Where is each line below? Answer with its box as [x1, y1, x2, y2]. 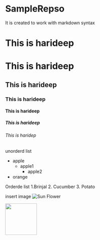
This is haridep [5, 132, 36, 139]
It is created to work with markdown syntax [5, 20, 95, 26]
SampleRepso [5, 3, 65, 15]
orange [12, 173, 28, 179]
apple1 [20, 163, 34, 169]
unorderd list [5, 148, 32, 154]
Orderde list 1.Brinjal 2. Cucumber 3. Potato [5, 184, 95, 190]
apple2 [27, 168, 42, 174]
